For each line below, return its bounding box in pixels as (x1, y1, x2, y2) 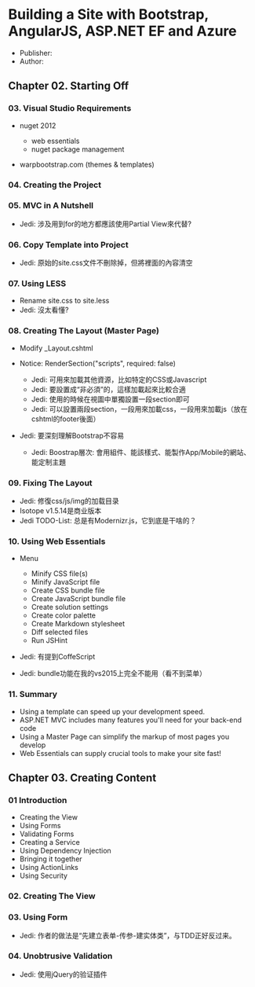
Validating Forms (19, 829, 75, 838)
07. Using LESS (8, 278, 67, 289)
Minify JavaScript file (31, 578, 100, 587)
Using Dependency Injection (19, 846, 111, 856)
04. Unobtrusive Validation (8, 951, 113, 962)
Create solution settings (31, 603, 108, 612)
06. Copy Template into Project (8, 239, 129, 250)
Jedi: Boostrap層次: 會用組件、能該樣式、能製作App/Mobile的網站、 (31, 447, 251, 457)
